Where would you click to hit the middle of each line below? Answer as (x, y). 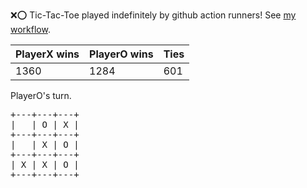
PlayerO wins (121, 54)
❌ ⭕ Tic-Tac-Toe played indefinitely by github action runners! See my (153, 15)
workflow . (30, 29)
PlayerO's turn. (41, 95)
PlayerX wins (47, 54)
